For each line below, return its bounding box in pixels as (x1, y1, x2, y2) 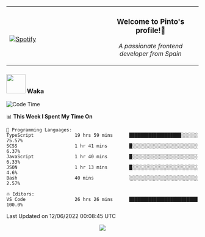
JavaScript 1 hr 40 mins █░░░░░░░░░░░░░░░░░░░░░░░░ (6, 154, 198, 160)
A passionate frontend (118, 42, 183, 50)
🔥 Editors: (6, 191, 35, 197)
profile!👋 (135, 26, 166, 35)
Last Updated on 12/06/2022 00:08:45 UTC (6, 213, 116, 220)
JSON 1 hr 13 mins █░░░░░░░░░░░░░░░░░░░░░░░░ (6, 164, 198, 170)
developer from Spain (119, 49, 182, 57)
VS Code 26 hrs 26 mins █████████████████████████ (6, 197, 198, 203)
